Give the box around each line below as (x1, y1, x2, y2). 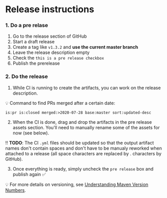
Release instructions (5, 4, 94, 15)
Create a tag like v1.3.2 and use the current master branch (12, 44, 138, 50)
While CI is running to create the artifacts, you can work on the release (12, 84, 161, 91)
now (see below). (12, 130, 49, 136)
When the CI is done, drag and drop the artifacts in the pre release (12, 119, 152, 125)
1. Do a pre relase (5, 22, 48, 29)
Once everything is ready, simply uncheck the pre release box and (12, 165, 154, 172)
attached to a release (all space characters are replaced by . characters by (5, 150, 162, 156)
